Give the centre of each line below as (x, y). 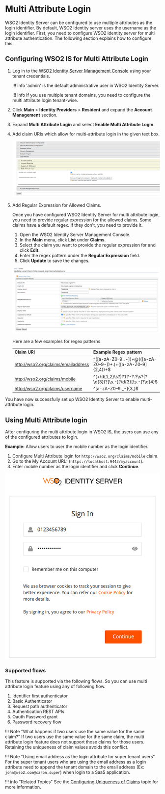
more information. (23, 787)
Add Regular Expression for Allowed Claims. (57, 205)
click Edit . (30, 250)
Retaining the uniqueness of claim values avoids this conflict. (67, 747)
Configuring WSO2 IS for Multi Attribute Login (77, 59)
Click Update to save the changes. (55, 261)
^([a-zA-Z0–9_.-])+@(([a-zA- (125, 359)
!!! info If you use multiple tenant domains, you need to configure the (81, 95)
